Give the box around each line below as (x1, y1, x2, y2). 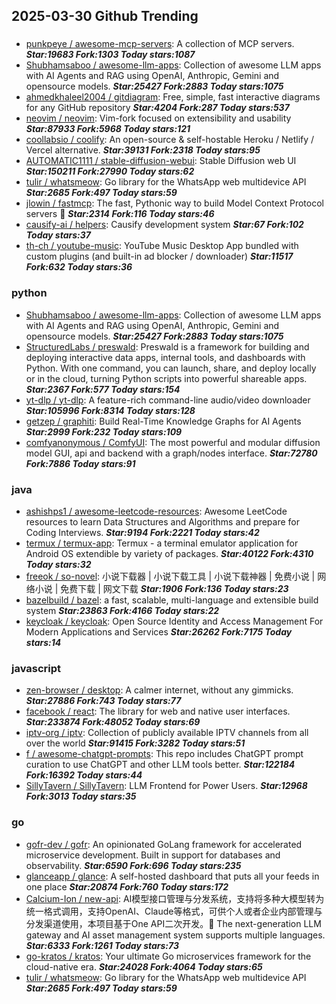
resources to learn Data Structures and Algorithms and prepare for (25, 515, 300, 528)
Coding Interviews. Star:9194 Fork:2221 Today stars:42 (25, 526, 260, 538)
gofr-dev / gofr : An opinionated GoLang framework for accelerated (25, 838, 303, 850)
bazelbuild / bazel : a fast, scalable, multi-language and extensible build (25, 594, 319, 606)
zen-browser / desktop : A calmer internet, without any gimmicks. (25, 684, 294, 696)
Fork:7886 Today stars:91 (25, 457, 136, 469)
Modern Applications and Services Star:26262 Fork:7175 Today (25, 625, 293, 638)
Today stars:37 (25, 229, 91, 241)
